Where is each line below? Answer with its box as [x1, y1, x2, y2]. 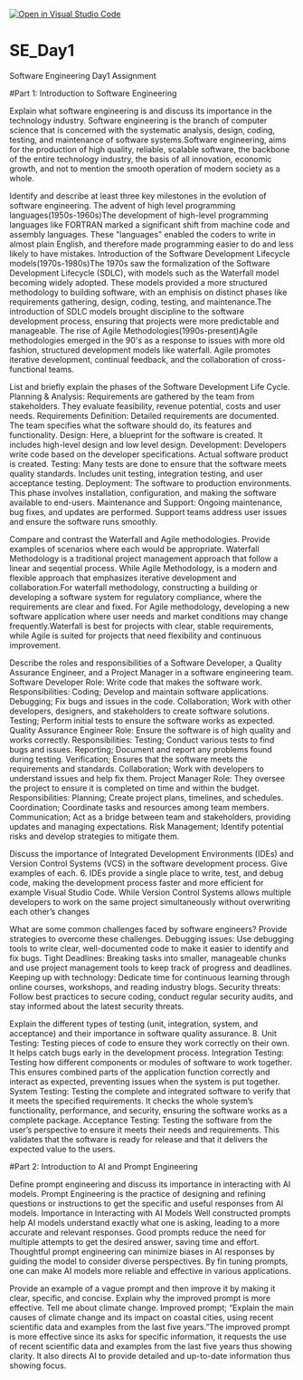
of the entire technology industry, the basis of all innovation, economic [9, 153, 272, 164]
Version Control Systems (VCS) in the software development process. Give [9, 858, 288, 869]
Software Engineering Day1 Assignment [9, 70, 156, 81]
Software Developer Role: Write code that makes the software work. [9, 676, 262, 687]
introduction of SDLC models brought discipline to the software [9, 306, 245, 316]
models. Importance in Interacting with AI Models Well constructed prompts [9, 1207, 291, 1219]
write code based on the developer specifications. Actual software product [9, 449, 289, 460]
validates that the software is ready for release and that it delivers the [9, 1133, 269, 1144]
